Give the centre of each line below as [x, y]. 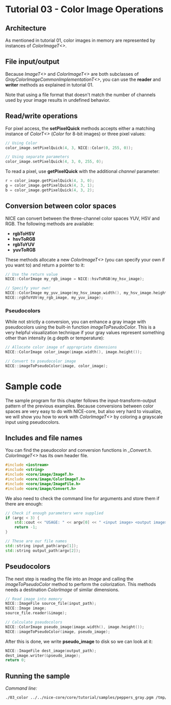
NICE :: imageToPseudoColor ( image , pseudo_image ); [58, 632]
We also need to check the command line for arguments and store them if [82, 498]
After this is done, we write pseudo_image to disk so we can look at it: [79, 641]
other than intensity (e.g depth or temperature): [55, 338]
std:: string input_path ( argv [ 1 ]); [42, 546]
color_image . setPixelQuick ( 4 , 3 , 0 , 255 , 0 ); [54, 162]
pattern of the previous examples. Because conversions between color [79, 406]
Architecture [26, 28]
